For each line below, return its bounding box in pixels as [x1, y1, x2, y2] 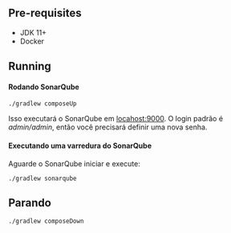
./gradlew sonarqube [8, 174, 78, 182]
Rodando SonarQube [8, 82, 80, 92]
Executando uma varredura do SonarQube [8, 141, 152, 150]
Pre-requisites [8, 6, 82, 20]
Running [8, 59, 52, 73]
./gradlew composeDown [8, 217, 84, 226]
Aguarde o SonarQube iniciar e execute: [8, 158, 140, 168]
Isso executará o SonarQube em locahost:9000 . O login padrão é [8, 114, 223, 124]
